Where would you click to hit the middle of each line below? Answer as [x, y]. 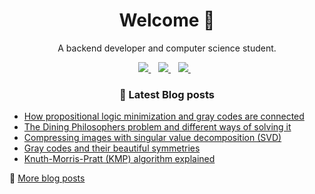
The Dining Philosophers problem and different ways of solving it [157, 127]
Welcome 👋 [167, 20]
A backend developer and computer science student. [167, 48]
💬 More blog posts [47, 178]
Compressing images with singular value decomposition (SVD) [152, 138]
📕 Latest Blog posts [166, 94]
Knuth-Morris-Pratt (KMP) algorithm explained [119, 159]
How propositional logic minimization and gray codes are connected [164, 116]
